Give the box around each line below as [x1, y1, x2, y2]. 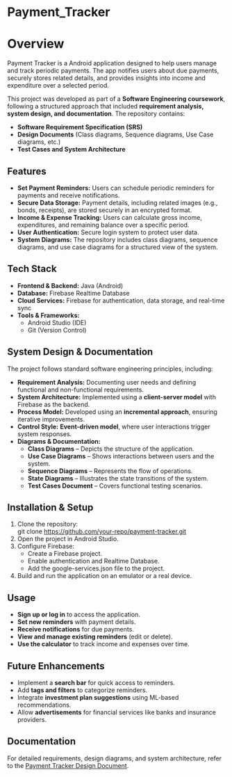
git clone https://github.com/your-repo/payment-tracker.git [17, 527, 186, 536]
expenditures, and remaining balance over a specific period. [17, 221, 190, 229]
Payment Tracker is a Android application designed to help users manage [7, 59, 217, 67]
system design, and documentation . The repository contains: [7, 109, 185, 118]
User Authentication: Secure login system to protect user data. [17, 227, 199, 237]
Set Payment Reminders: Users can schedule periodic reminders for [17, 184, 215, 192]
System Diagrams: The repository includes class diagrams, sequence [17, 235, 218, 243]
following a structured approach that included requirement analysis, [7, 102, 204, 111]
